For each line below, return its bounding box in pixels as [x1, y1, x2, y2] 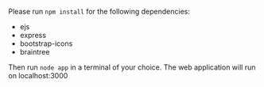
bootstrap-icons [19, 39, 73, 48]
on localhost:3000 [8, 71, 68, 80]
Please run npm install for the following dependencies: [8, 7, 191, 16]
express [19, 31, 46, 40]
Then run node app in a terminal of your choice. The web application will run [8, 62, 256, 72]
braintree [19, 47, 50, 56]
